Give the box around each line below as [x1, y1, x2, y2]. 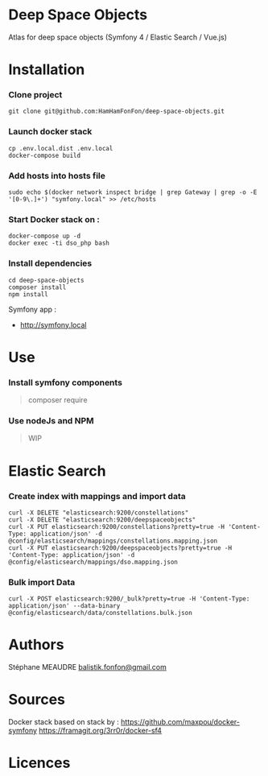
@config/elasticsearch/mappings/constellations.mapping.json [8, 537, 218, 545]
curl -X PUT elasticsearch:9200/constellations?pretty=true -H [8, 522, 225, 530]
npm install [8, 290, 48, 299]
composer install [8, 283, 67, 291]
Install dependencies [8, 258, 93, 269]
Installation [8, 60, 85, 79]
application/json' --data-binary [8, 602, 121, 610]
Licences [8, 754, 71, 772]
